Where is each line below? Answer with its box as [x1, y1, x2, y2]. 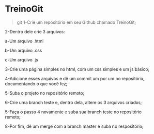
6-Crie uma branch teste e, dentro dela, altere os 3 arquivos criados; [5, 99, 142, 105]
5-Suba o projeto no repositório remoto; [5, 90, 85, 96]
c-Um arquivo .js [5, 57, 38, 62]
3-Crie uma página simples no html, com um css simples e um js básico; [5, 66, 150, 72]
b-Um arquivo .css [5, 47, 42, 53]
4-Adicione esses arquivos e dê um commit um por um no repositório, [5, 75, 145, 81]
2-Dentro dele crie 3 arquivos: [5, 29, 65, 34]
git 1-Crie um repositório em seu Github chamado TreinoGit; [16, 19, 136, 25]
